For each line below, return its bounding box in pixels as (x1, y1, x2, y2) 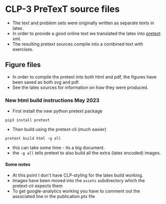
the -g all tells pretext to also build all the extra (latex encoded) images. (12, 150, 161, 156)
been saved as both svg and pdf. (12, 79, 80, 85)
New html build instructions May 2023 (5, 97, 100, 104)
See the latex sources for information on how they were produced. (12, 84, 149, 90)
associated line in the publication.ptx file (12, 194, 95, 200)
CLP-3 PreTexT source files (5, 3, 120, 15)
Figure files (5, 61, 41, 69)
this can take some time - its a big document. (12, 145, 105, 151)
